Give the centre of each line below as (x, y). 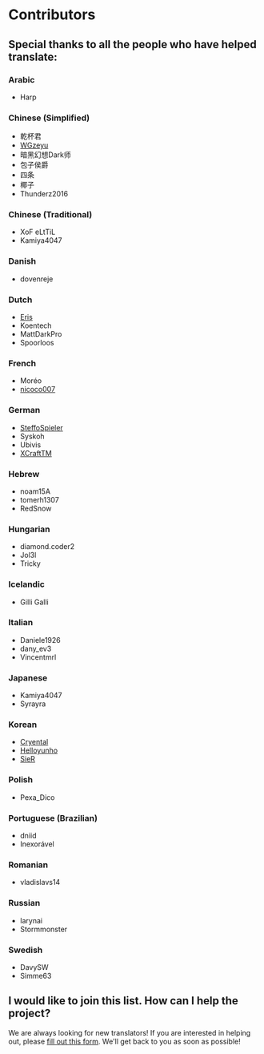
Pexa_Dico (37, 797)
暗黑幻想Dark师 (45, 155)
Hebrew (24, 474)
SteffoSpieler (42, 427)
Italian (21, 623)
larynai (31, 920)
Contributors (52, 15)
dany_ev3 (36, 648)
